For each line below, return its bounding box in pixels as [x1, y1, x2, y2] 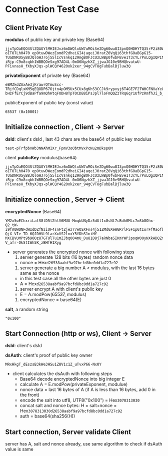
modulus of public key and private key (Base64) [5, 36, 105, 42]
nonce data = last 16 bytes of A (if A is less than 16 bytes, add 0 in [19, 387, 156, 393]
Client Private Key [5, 23, 62, 32]
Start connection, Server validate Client [5, 428, 131, 436]
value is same [5, 446, 33, 453]
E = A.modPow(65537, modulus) [19, 291, 86, 297]
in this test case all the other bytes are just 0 [19, 275, 111, 281]
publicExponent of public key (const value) [5, 100, 93, 105]
